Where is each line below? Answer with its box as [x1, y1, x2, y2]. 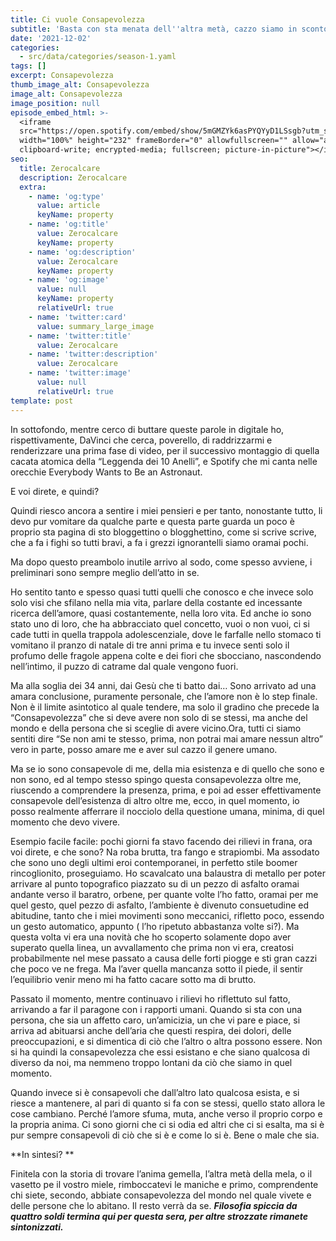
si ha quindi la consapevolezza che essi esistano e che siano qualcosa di [10, 1046, 310, 1058]
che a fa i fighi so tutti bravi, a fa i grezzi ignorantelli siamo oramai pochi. [10, 536, 309, 548]
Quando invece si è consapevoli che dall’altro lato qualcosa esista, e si [10, 1086, 300, 1098]
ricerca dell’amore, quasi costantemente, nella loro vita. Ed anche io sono [10, 607, 312, 619]
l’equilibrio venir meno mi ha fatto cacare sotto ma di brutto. [10, 973, 257, 985]
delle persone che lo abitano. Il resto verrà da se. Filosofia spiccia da [10, 1199, 298, 1211]
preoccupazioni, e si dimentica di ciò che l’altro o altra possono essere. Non [10, 1035, 323, 1047]
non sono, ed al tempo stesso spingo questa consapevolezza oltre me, [10, 773, 302, 785]
